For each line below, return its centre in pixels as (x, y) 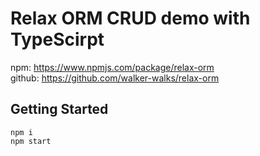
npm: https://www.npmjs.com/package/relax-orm (112, 67)
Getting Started (59, 109)
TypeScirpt (57, 39)
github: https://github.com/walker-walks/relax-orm (115, 78)
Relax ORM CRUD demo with (130, 18)
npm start (31, 141)
